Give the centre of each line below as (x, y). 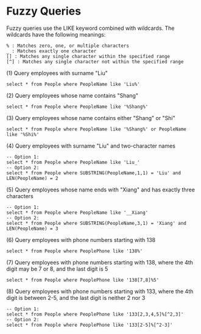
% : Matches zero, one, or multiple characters (68, 46)
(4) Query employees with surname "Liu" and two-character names (91, 146)
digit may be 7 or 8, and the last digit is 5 (57, 269)
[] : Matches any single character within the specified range (88, 56)
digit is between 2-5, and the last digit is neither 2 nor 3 (76, 297)
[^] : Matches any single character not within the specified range (95, 62)
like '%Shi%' (23, 134)
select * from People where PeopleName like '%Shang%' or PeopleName (97, 129)
